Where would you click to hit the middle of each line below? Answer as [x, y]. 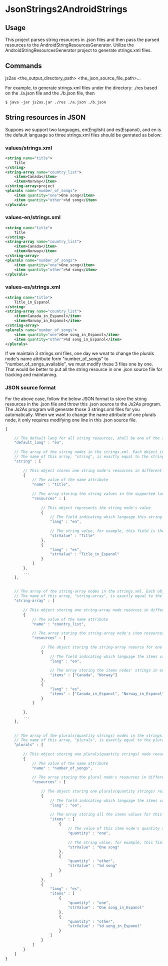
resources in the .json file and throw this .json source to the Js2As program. [83, 404]
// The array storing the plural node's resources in [89, 777]
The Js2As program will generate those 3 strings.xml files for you [72, 409]
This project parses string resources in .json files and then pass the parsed [82, 39]
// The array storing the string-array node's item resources [98, 633]
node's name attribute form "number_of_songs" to [57, 359]
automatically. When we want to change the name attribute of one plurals [80, 414]
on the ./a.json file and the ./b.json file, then [50, 93]
